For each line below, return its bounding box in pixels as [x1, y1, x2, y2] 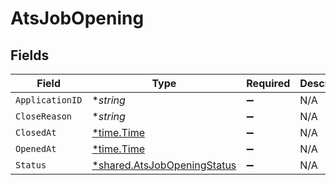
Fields [10, 47, 50, 64]
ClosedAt [15, 127, 57, 138]
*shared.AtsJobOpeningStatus [91, 158, 237, 172]
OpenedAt [15, 143, 57, 154]
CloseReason [15, 111, 73, 122]
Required [246, 77, 291, 90]
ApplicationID [15, 95, 83, 106]
